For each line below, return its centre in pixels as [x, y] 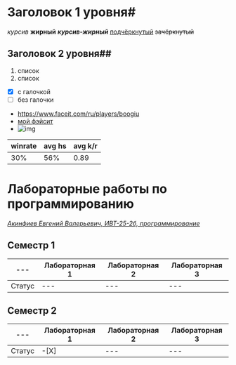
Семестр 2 [32, 311]
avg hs [55, 146]
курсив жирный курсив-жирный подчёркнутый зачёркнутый [101, 32]
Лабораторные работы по [87, 189]
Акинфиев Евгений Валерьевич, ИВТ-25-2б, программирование [104, 223]
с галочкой [34, 91]
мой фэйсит [35, 121]
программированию [71, 204]
